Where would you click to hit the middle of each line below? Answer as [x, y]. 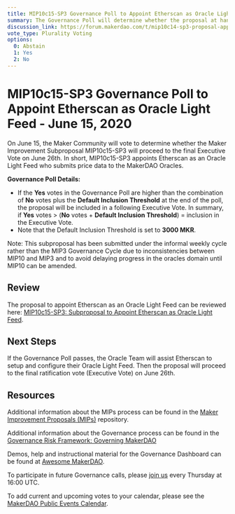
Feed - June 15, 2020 [70, 124]
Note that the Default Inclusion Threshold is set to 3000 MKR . [107, 230]
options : [20, 40]
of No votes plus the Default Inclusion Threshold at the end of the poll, [120, 200]
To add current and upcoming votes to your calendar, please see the [106, 496]
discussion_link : [33, 27]
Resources [31, 395]
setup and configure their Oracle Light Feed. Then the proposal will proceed [116, 366]
